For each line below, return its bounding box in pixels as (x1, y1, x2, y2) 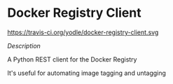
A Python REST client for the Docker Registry (7, 55, 137, 64)
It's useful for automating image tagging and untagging (7, 69, 167, 77)
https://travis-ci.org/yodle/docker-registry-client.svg (7, 28, 159, 36)
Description (7, 41, 41, 50)
